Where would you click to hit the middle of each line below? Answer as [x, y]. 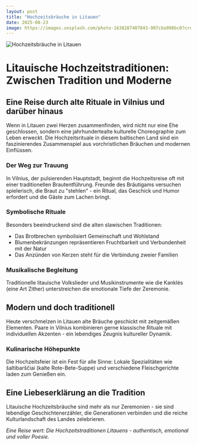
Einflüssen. [20, 150]
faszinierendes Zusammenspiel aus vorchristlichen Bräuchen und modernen [98, 144]
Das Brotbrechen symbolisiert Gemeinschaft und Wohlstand [87, 236]
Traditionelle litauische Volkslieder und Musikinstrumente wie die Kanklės [95, 283]
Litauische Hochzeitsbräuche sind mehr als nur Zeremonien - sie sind [90, 407]
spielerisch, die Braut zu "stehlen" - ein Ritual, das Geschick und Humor [93, 190]
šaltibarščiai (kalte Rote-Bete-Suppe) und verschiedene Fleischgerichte [93, 368]
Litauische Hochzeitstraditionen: [88, 68]
